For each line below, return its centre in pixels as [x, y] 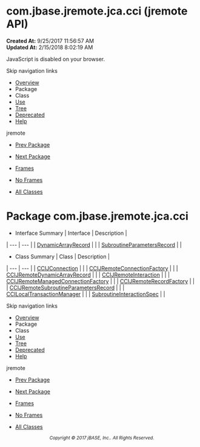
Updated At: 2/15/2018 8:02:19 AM [50, 47]
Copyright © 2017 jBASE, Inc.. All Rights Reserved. [102, 438]
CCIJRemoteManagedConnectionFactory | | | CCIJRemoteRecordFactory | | [101, 281]
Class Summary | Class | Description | [62, 257]
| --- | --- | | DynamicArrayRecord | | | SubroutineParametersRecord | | [94, 244]
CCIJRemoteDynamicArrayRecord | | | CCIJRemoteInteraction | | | [88, 275]
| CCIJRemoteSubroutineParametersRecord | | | [65, 287]
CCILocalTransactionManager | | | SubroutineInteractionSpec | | [86, 294]
